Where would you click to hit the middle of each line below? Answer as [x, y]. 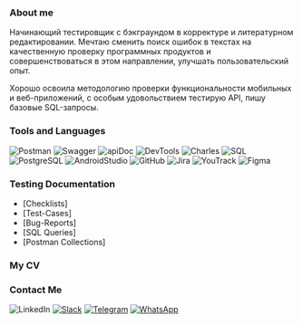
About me [32, 13]
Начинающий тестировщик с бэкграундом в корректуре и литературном [151, 33]
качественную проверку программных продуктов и [110, 52]
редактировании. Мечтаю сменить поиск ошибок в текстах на [131, 42]
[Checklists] [45, 203]
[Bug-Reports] [49, 223]
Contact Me [36, 290]
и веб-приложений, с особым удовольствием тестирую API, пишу [137, 98]
